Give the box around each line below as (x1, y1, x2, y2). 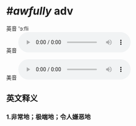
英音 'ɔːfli (6, 25, 29, 32)
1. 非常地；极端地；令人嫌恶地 (6, 113, 91, 121)
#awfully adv (6, 4, 74, 18)
